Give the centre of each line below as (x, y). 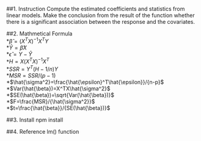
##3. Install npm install (35, 120)
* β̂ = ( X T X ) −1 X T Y (27, 41)
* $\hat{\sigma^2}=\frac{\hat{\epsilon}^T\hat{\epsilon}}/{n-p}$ (85, 82)
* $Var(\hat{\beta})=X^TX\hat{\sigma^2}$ (58, 89)
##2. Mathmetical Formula (39, 34)
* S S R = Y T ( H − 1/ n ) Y (32, 68)
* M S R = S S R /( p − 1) (31, 75)
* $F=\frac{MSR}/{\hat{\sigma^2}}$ (51, 101)
